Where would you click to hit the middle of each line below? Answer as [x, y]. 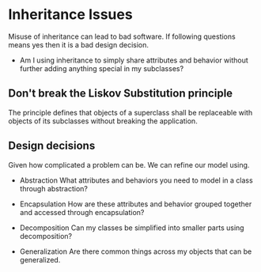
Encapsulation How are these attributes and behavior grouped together [136, 204]
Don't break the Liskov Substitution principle [121, 94]
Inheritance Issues [70, 15]
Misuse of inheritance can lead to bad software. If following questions [122, 36]
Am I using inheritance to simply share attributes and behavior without [134, 60]
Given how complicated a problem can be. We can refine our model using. [129, 164]
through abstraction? [54, 188]
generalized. [40, 259]
